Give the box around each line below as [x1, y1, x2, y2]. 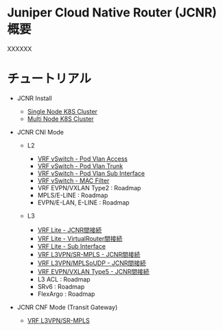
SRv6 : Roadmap [37, 282, 85, 290]
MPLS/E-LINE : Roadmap [37, 191, 108, 199]
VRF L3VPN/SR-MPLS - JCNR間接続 [37, 250, 141, 258]
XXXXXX [7, 45, 32, 53]
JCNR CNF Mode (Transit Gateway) [16, 303, 118, 311]
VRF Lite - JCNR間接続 [37, 225, 102, 234]
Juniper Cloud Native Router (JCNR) [7, 5, 218, 21]
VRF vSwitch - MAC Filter [37, 176, 110, 185]
